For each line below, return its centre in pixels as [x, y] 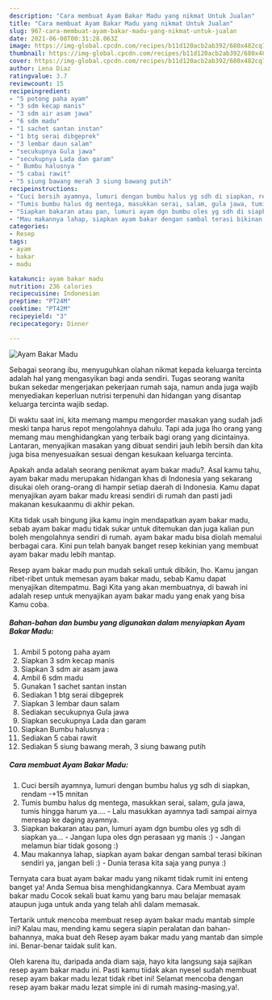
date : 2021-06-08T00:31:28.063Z [63, 38]
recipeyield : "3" [38, 316]
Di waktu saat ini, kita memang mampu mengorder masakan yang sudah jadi [136, 419]
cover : [20, 61]
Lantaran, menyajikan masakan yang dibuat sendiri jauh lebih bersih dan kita [136, 445]
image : [20, 46]
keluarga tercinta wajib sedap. [59, 404]
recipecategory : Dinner [49, 324]
